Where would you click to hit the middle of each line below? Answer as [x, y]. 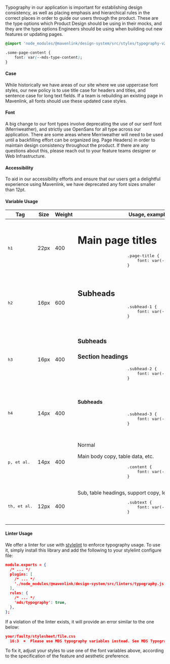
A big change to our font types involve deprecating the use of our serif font [83, 124]
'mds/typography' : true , [40, 603]
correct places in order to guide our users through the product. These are [82, 18]
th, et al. [20, 506]
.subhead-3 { [142, 414]
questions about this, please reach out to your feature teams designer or [81, 150]
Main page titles [117, 241]
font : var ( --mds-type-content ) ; [48, 57]
